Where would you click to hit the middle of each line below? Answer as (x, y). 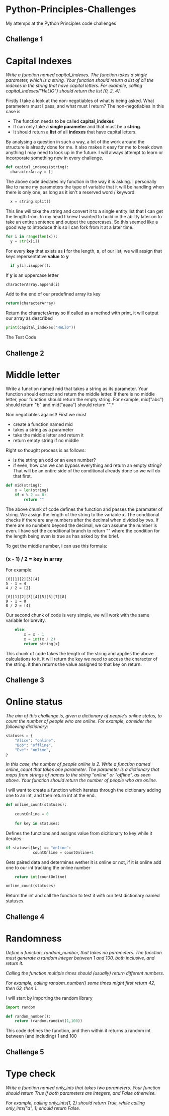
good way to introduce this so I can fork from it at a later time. (70, 227)
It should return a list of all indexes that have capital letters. (75, 132)
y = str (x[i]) (25, 241)
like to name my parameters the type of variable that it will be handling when (85, 187)
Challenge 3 (25, 680)
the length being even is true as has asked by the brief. (63, 536)
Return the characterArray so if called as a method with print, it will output (82, 313)
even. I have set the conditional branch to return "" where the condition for (83, 530)
